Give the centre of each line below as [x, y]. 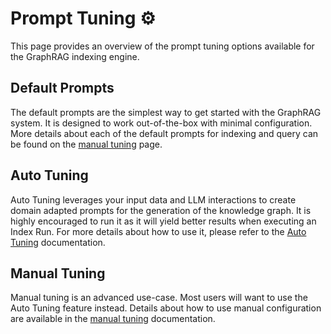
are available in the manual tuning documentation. [113, 319]
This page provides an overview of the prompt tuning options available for [162, 46]
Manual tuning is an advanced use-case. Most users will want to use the [159, 298]
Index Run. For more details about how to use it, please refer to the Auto [158, 231]
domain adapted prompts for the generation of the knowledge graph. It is [161, 210]
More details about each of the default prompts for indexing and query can [164, 133]
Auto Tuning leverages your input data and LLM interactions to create [153, 199]
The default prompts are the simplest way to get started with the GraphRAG [166, 112]
